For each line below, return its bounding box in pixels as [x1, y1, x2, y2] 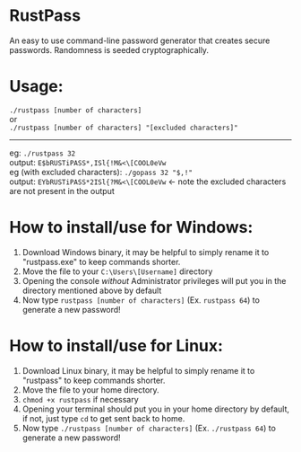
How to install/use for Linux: [9, 336, 224, 356]
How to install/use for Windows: [9, 217, 254, 238]
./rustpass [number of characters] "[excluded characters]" [9, 123, 239, 132]
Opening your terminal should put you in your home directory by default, [21, 403, 289, 414]
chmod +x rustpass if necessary [21, 394, 139, 404]
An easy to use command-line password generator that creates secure [9, 35, 271, 46]
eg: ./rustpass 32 [9, 147, 76, 158]
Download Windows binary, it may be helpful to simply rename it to [21, 246, 270, 257]
